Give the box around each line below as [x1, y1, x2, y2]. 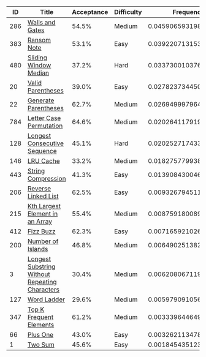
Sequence [27, 147, 57, 155]
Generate [27, 96, 55, 105]
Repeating [27, 278, 57, 286]
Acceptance [72, 8, 109, 16]
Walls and [27, 18, 56, 26]
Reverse [27, 184, 51, 192]
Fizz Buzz [27, 227, 56, 235]
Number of [27, 237, 59, 246]
